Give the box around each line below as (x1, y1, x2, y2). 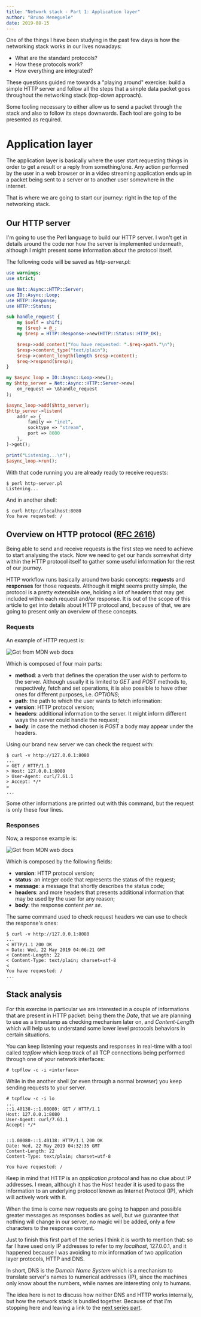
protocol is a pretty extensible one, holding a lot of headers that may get (6, 589, 184, 596)
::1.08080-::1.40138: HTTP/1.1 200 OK (6, 1137, 103, 1143)
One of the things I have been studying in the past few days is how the (6, 37, 180, 44)
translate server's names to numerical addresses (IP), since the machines (6, 1273, 187, 1280)
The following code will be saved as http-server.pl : (6, 258, 131, 266)
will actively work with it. (6, 1193, 67, 1200)
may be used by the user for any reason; (14, 895, 115, 902)
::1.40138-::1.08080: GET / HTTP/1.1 (6, 1106, 100, 1112)
